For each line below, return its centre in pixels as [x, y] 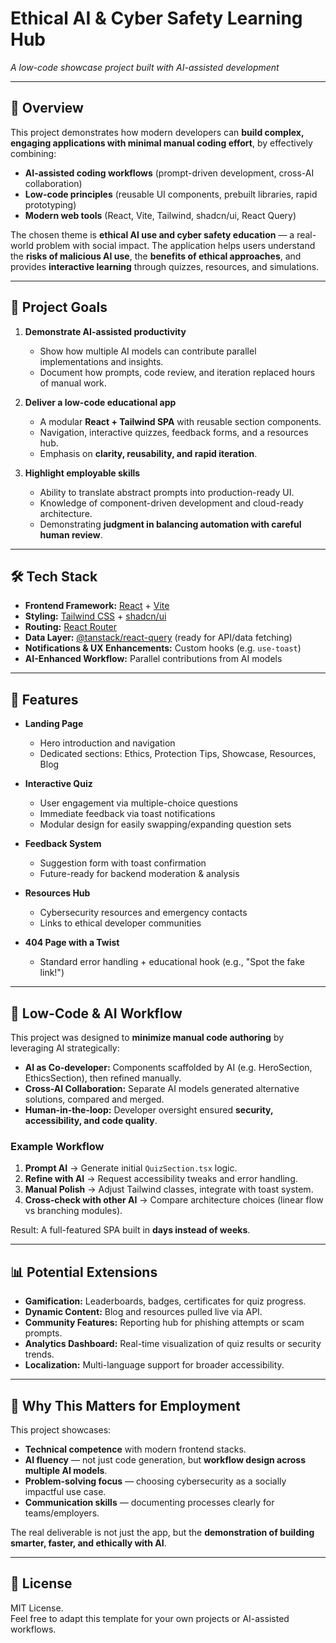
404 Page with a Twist [72, 943]
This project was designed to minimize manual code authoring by [147, 1037]
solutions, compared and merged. [94, 1099]
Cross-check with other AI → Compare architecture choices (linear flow [174, 1200]
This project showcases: [61, 1429]
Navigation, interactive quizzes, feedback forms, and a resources [174, 432]
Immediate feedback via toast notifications [127, 814]
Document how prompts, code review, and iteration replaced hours [177, 372]
